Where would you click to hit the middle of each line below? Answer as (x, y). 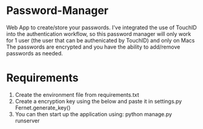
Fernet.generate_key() (43, 108)
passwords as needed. (35, 53)
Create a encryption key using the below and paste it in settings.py (98, 101)
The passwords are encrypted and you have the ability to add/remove (93, 47)
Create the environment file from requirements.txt (77, 94)
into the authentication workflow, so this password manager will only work (99, 33)
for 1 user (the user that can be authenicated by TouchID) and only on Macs (101, 40)
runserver (27, 120)
